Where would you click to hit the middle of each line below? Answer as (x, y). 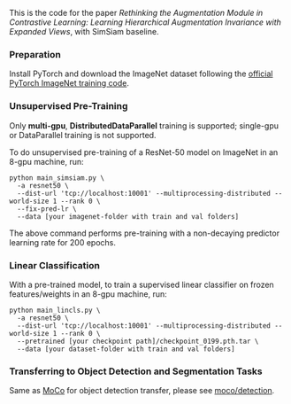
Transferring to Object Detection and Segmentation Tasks (136, 371)
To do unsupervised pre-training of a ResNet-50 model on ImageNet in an (144, 152)
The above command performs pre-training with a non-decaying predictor (145, 233)
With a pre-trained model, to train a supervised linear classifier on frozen (142, 284)
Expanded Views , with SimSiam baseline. (84, 31)
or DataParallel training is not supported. (83, 135)
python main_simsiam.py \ (57, 178)
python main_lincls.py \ (55, 310)
